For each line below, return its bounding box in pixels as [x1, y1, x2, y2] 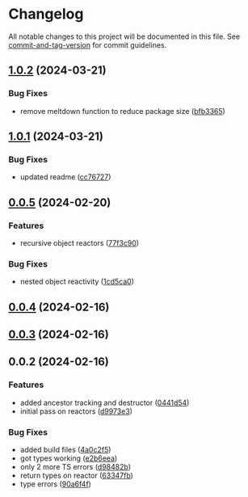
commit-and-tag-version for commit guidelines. [8, 40, 167, 49]
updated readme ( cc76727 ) [19, 172, 111, 182]
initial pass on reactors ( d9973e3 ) [19, 406, 133, 416]
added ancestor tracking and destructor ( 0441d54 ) [19, 398, 190, 407]
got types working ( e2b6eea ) [19, 453, 118, 463]
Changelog [8, 5, 84, 23]
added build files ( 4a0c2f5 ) [19, 445, 111, 455]
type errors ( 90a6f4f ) [19, 479, 91, 489]
